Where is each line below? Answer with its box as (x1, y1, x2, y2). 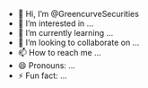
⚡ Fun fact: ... (17, 70, 67, 81)
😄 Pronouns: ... (17, 60, 76, 71)
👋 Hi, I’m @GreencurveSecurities (17, 9, 139, 19)
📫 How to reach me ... (17, 48, 101, 57)
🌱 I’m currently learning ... (17, 28, 114, 38)
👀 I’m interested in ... (17, 18, 94, 29)
